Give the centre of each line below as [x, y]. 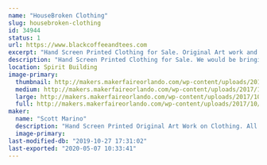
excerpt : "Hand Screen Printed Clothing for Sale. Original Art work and [133, 52]
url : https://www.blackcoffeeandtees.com [78, 45]
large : [26, 97]
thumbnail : [33, 82]
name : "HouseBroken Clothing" [58, 15]
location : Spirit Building [53, 67]
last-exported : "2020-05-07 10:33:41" [72, 148]
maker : [19, 112]
